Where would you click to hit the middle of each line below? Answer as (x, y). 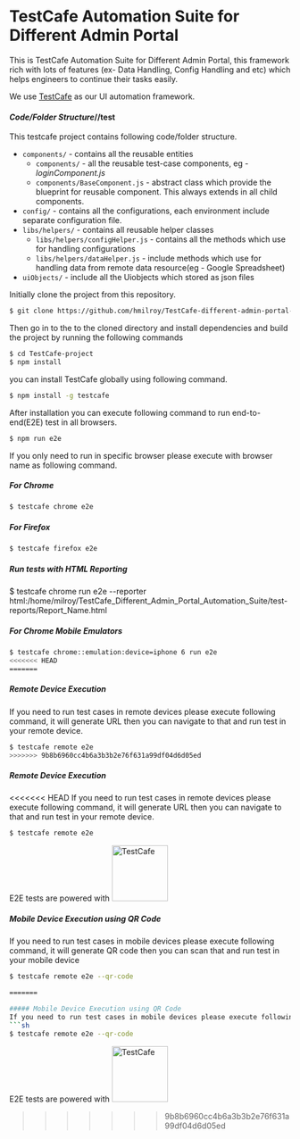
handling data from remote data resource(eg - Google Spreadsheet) (160, 268)
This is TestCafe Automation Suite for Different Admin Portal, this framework (150, 60)
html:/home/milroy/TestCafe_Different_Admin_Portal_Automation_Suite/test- (149, 601)
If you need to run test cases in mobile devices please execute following (142, 941)
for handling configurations (85, 249)
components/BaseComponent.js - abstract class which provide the (154, 183)
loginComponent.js (70, 173)
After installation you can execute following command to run (120, 412)
